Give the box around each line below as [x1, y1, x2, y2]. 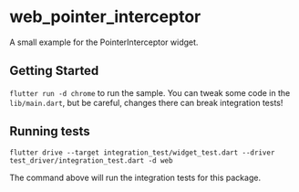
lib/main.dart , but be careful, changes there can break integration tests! [9, 97, 284, 108]
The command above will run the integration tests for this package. [9, 172, 262, 183]
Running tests [9, 123, 91, 139]
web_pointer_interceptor [9, 6, 201, 27]
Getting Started [9, 63, 99, 79]
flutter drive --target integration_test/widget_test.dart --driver [9, 148, 275, 157]
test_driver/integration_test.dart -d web [9, 155, 173, 165]
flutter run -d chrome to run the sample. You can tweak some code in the [9, 87, 291, 98]
